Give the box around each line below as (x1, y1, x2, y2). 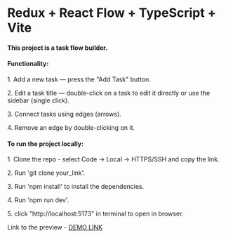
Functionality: (7, 60, 49, 68)
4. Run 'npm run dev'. (7, 196, 69, 204)
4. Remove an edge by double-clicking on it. (7, 123, 135, 131)
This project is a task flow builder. (7, 44, 108, 52)
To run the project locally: (7, 139, 84, 148)
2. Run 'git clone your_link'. (7, 168, 86, 177)
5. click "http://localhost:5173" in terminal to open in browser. (7, 209, 184, 218)
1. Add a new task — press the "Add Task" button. (7, 75, 151, 84)
